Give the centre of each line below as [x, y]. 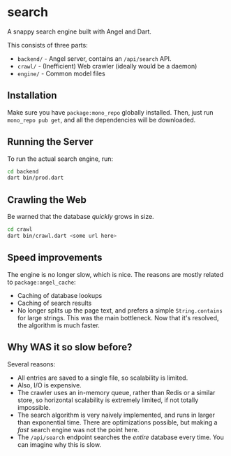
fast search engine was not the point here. [78, 429]
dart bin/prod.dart [36, 178]
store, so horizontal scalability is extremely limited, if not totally [108, 400]
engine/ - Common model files [61, 73]
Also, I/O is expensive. [49, 385]
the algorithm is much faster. [58, 325]
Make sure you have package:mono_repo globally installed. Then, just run [111, 112]
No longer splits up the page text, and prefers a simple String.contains [120, 310]
